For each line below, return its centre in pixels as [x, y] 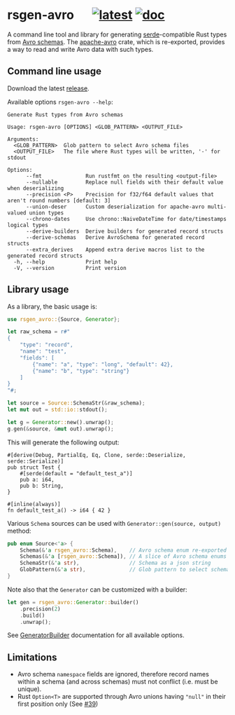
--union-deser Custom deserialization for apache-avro [115, 207]
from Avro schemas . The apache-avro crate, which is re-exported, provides [116, 41]
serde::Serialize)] [36, 461]
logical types [28, 225]
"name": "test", [44, 352]
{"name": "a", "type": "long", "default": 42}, [103, 365]
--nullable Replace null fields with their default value [124, 182]
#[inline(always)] [34, 504]
